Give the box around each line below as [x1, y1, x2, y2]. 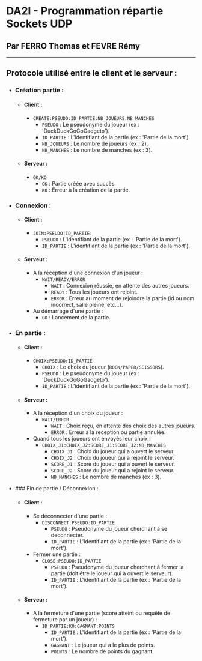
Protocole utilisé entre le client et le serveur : [6, 68, 177, 79]
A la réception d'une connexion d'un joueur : [32, 269, 143, 277]
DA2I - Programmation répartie [6, 4, 164, 18]
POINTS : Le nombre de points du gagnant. [50, 647, 155, 655]
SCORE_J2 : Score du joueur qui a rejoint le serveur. [50, 467, 175, 474]
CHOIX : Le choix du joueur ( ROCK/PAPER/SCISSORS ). [41, 363, 164, 370]
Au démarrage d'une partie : [32, 307, 103, 315]
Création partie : [14, 86, 64, 94]
